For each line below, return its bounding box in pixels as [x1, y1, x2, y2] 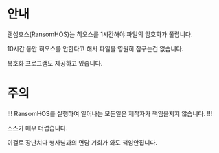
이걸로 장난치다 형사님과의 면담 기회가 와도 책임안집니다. [7, 138, 158, 147]
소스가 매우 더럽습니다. [7, 124, 68, 132]
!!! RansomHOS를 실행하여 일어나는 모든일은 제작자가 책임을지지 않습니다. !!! [7, 109, 213, 117]
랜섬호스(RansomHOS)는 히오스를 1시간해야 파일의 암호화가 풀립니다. [7, 30, 193, 38]
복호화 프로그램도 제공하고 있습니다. [7, 59, 103, 67]
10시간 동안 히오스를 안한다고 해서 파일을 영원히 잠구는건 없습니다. [7, 44, 184, 53]
